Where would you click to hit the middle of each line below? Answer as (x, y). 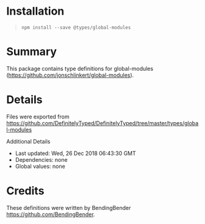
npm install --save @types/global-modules (76, 27)
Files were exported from (38, 117)
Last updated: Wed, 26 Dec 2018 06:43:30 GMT (75, 153)
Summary (31, 52)
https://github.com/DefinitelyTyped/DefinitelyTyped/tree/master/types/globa (103, 123)
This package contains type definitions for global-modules (80, 68)
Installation (35, 11)
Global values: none (40, 166)
